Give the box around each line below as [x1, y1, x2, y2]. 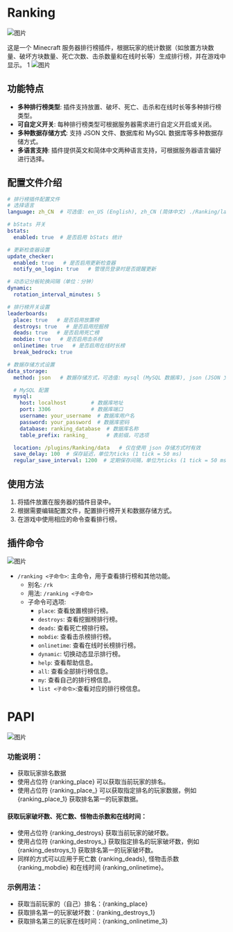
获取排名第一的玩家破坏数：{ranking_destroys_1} [17, 908, 156, 916]
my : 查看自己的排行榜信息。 [37, 676, 115, 684]
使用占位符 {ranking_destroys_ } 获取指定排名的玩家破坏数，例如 [17, 837, 200, 846]
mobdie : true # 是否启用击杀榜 [13, 336, 103, 343]
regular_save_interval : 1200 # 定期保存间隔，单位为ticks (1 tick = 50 [13, 457, 218, 464]
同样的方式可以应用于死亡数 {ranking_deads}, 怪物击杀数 [17, 854, 180, 863]
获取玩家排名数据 [17, 769, 67, 777]
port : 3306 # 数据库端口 [19, 406, 123, 413]
